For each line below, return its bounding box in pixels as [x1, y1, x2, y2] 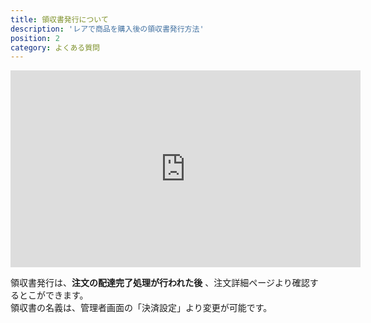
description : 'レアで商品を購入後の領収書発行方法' [10, 24, 205, 34]
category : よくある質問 [10, 42, 100, 53]
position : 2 [10, 33, 60, 43]
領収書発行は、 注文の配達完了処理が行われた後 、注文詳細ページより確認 [10, 277, 310, 289]
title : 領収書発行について [10, 14, 109, 25]
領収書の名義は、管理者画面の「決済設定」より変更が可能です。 [10, 302, 273, 314]
